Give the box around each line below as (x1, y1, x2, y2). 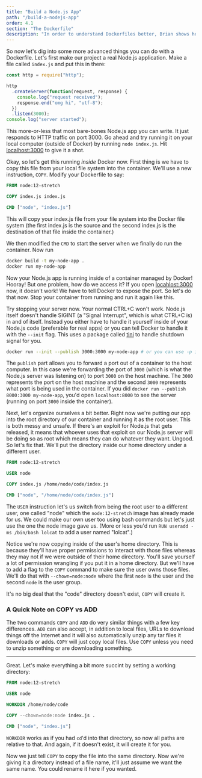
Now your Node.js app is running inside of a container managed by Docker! (6, 274, 193, 282)
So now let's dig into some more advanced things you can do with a (6, 48, 174, 55)
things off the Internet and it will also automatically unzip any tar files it (6, 632, 182, 639)
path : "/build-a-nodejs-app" (6, 14, 79, 20)
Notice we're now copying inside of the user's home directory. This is (6, 540, 179, 548)
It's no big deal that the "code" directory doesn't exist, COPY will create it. (6, 590, 186, 597)
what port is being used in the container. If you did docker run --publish (6, 385, 186, 392)
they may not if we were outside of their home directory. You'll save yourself (6, 553, 195, 560)
